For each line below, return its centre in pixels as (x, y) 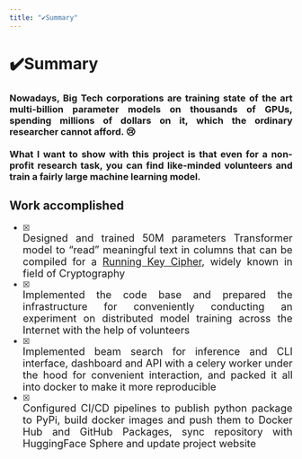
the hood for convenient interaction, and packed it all (157, 375)
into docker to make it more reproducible (120, 387)
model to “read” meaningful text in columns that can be (157, 250)
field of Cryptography (74, 273)
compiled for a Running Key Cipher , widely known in (157, 261)
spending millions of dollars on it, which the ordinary (151, 120)
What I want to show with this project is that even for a (138, 154)
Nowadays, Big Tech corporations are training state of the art (151, 98)
